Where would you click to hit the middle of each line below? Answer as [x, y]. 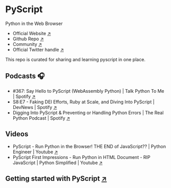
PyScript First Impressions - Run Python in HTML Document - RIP [81, 157]
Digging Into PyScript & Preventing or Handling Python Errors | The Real [88, 113]
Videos [17, 134]
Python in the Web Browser [34, 23]
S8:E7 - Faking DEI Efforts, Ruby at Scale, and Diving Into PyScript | [83, 102]
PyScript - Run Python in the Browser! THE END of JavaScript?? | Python [89, 146]
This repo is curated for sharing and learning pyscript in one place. [75, 59]
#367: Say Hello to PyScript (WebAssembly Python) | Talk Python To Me [88, 91]
